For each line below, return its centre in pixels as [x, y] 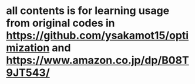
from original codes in [60, 23]
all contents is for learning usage [88, 11]
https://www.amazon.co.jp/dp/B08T [97, 60]
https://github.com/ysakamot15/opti [97, 36]
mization [28, 48]
